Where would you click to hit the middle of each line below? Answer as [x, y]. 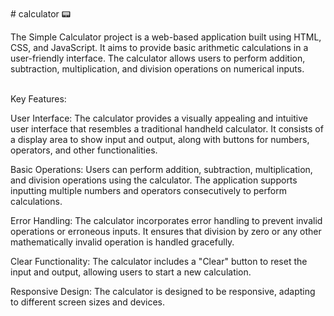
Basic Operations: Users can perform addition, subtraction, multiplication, [161, 169]
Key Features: [38, 99]
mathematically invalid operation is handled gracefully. [122, 242]
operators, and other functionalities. [84, 150]
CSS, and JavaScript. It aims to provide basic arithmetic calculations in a [159, 47]
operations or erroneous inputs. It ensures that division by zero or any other [166, 231]
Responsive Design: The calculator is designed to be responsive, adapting [163, 291]
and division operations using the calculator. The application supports [154, 180]
